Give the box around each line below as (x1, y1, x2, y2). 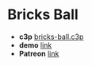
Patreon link (18, 49, 59, 58)
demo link (18, 40, 52, 49)
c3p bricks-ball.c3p (18, 32, 84, 41)
